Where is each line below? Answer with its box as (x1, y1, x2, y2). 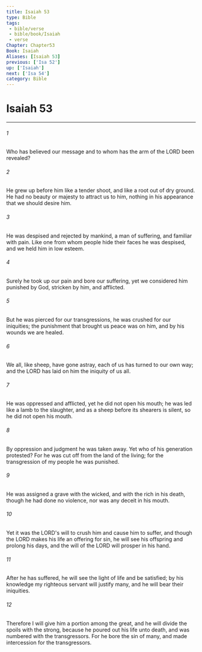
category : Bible (6, 76, 47, 82)
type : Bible (6, 14, 36, 20)
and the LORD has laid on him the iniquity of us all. (6, 368, 131, 375)
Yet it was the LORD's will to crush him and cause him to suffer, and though (6, 529, 192, 537)
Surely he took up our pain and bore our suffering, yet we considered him (6, 277, 188, 284)
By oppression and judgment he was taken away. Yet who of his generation (6, 445, 193, 452)
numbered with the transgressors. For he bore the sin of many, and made (6, 632, 188, 639)
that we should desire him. (6, 200, 72, 207)
